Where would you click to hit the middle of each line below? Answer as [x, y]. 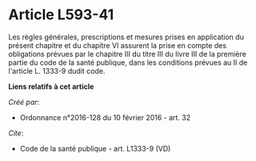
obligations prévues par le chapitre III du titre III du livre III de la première [127, 54]
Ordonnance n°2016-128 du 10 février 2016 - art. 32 [105, 117]
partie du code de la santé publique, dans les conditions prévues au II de [128, 62]
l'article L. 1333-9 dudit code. [57, 70]
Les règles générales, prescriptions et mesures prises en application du [126, 37]
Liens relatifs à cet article [51, 87]
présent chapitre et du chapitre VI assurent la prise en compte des [117, 45]
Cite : [16, 133]
